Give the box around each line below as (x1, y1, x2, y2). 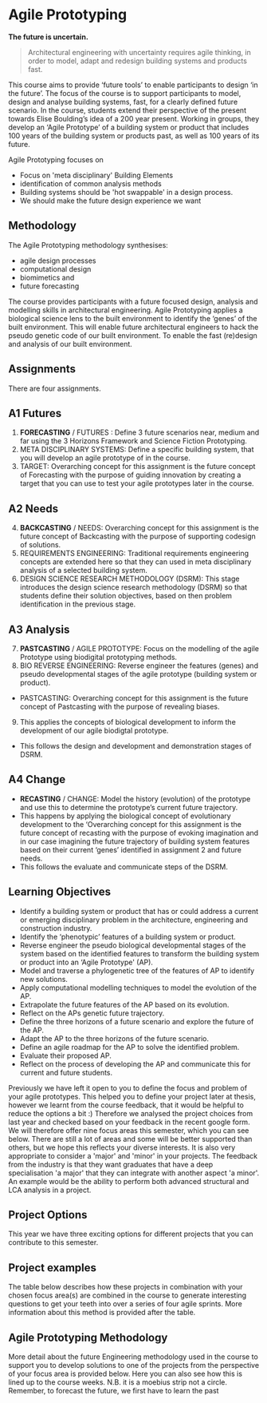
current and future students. (19, 1067, 113, 1077)
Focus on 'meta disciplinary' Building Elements (19, 170, 174, 180)
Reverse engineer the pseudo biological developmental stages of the (19, 940, 246, 950)
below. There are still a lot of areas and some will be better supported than (8, 1134, 253, 1143)
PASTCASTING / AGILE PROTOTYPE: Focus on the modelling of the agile (19, 644, 260, 653)
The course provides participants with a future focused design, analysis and (8, 296, 258, 306)
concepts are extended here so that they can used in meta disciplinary (19, 557, 252, 566)
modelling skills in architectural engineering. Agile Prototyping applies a (8, 305, 243, 315)
